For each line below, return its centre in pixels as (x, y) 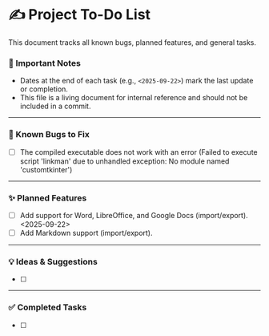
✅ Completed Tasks (48, 307)
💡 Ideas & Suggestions (53, 261)
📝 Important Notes (45, 63)
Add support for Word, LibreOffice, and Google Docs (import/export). (134, 215)
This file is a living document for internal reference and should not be (134, 98)
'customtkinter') (46, 169)
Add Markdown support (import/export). (86, 233)
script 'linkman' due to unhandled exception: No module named (124, 161)
